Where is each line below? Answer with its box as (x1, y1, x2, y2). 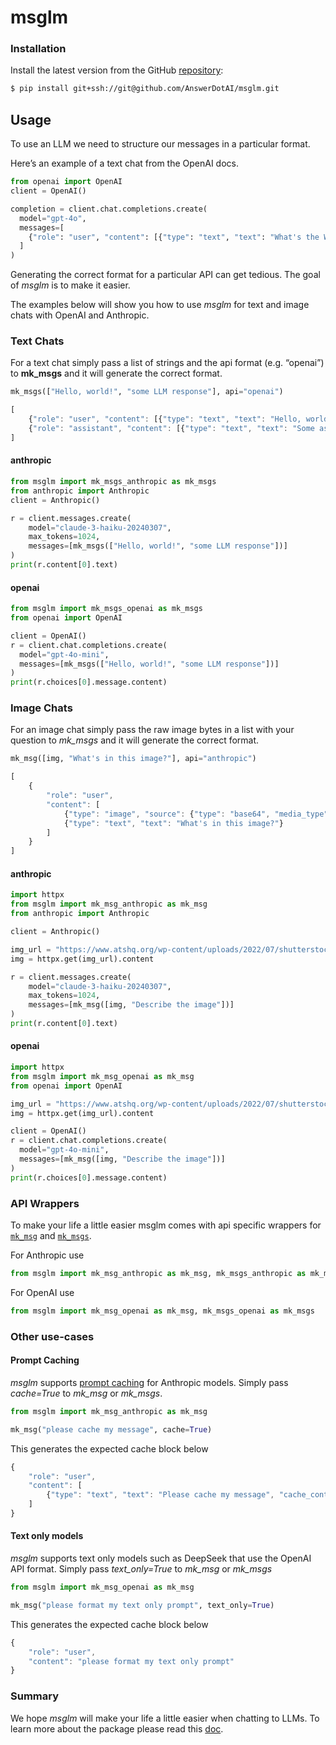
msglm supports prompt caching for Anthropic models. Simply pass (10, 1376, 289, 1388)
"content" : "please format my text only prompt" (28, 1656, 235, 1666)
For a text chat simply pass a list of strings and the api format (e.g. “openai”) (10, 357, 325, 369)
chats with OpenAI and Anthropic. (10, 309, 150, 321)
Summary (10, 1689, 60, 1703)
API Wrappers (10, 1196, 80, 1210)
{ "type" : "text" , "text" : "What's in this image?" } (63, 818, 284, 828)
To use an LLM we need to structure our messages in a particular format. (10, 138, 311, 150)
